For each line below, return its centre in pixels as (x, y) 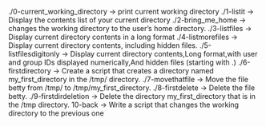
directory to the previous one (56, 113)
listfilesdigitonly (34, 54)
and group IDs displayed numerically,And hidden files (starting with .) (122, 62)
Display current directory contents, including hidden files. (103, 45)
